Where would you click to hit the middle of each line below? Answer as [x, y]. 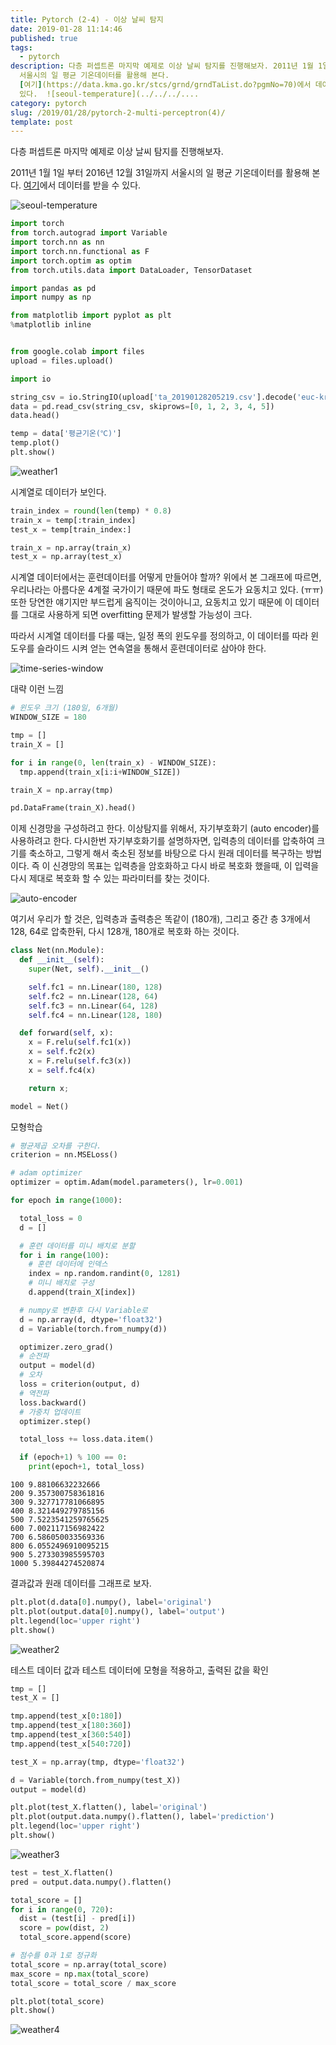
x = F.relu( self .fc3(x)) [80, 1061]
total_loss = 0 [51, 1218]
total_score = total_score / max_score [93, 1983]
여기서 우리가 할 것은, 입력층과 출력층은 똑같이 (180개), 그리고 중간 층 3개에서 [160, 919]
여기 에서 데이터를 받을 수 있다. [82, 185]
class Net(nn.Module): [57, 951]
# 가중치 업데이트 [50, 1412]
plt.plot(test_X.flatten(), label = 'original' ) [109, 1807]
